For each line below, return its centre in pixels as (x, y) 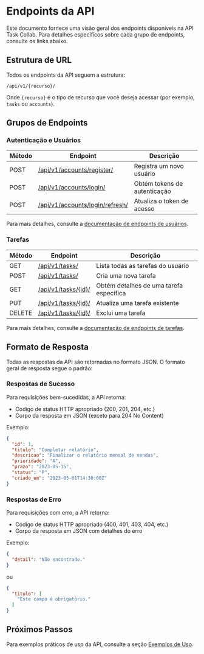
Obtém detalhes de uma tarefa (140, 286)
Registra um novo (159, 166)
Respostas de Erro (34, 499)
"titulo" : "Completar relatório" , (55, 450)
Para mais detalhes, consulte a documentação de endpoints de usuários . (97, 224)
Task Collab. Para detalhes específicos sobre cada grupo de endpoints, (96, 34)
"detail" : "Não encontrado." (49, 559)
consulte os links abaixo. (37, 41)
